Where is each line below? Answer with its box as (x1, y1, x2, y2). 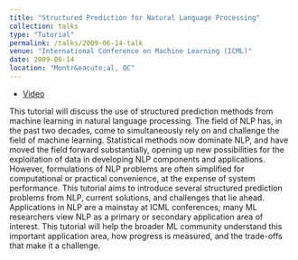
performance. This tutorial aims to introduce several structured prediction (9, 182, 283, 193)
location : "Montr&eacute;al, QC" (9, 64, 135, 73)
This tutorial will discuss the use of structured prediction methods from (9, 106, 274, 116)
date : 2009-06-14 (9, 55, 75, 64)
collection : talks (9, 22, 79, 31)
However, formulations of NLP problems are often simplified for (9, 163, 245, 174)
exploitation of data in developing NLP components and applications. (9, 153, 266, 164)
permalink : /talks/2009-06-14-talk (9, 38, 144, 48)
